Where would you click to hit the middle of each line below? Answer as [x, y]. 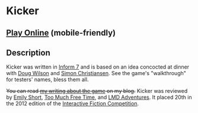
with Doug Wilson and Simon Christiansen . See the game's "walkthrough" [96, 73]
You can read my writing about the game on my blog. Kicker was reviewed [97, 91]
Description [28, 52]
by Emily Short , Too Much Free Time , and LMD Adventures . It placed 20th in [99, 97]
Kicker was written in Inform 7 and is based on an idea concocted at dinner [98, 67]
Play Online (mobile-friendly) [61, 33]
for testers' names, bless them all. [47, 80]
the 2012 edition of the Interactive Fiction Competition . [73, 104]
